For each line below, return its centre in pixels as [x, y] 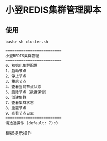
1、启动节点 [16, 71]
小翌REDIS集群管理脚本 [53, 10]
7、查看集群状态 [20, 103]
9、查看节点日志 [20, 113]
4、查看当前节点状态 [23, 87]
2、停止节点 [16, 76]
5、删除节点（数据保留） [27, 92]
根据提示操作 [18, 133]
